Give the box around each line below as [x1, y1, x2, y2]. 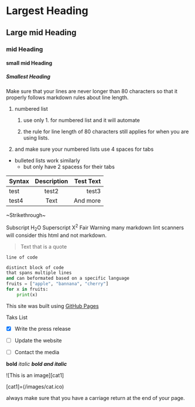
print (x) [16, 291, 38, 297]
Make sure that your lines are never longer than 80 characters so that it [6, 88, 177, 95]
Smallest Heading [6, 73, 51, 80]
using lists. [23, 134, 50, 141]
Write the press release [14, 325, 71, 332]
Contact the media [14, 348, 60, 355]
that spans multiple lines [6, 270, 72, 276]
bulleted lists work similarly [14, 157, 80, 164]
